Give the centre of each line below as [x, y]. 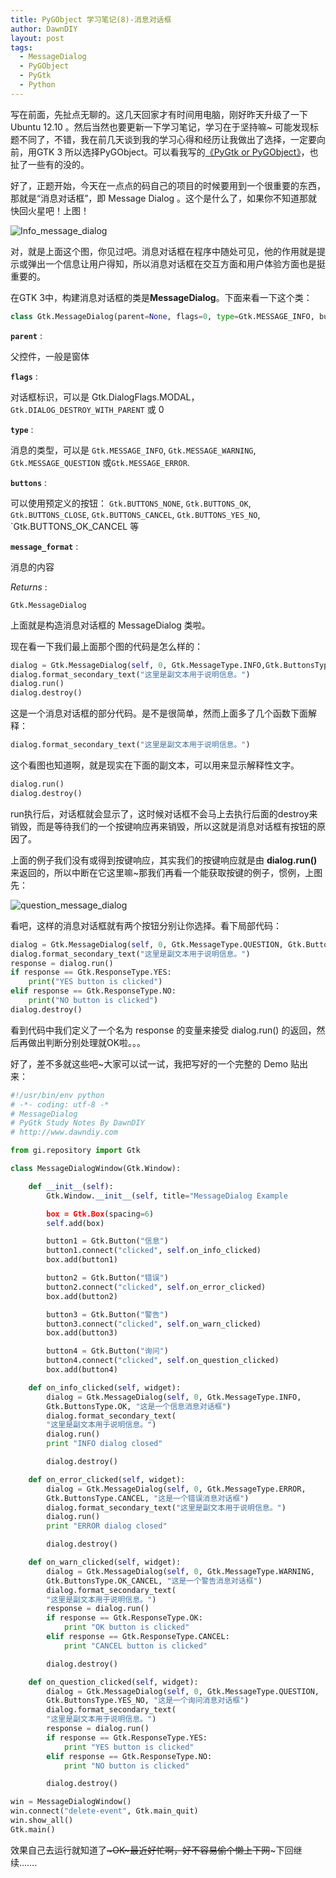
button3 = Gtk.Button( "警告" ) [107, 1314]
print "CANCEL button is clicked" [135, 1646]
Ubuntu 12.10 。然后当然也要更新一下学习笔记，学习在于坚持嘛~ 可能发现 [160, 127]
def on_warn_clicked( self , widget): [105, 1562]
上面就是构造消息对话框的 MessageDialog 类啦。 [110, 625]
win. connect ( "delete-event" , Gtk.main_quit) [104, 1811]
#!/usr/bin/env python [57, 1095]
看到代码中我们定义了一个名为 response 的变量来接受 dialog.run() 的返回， [163, 1030]
